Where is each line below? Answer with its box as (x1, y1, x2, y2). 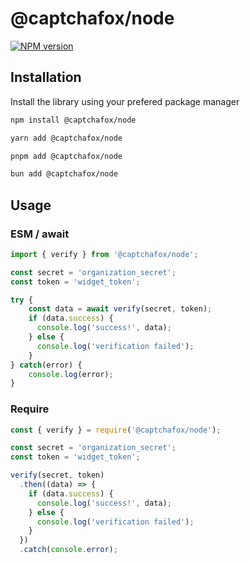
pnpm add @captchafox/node (10, 151, 123, 161)
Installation (10, 69, 82, 86)
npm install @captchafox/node (10, 115, 137, 125)
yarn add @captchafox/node (10, 133, 123, 143)
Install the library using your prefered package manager (10, 95, 240, 107)
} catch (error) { (10, 360, 83, 370)
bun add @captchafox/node (10, 169, 118, 179)
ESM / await (10, 227, 70, 241)
